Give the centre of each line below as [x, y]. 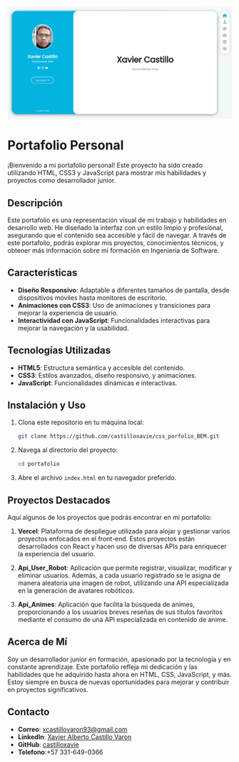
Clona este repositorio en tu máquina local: [81, 422]
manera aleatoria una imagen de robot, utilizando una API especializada [123, 583]
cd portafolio [39, 464]
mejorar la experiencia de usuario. [68, 313]
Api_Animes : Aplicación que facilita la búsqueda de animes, [106, 604]
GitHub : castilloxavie [49, 744]
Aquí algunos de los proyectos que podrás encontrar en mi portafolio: [110, 517]
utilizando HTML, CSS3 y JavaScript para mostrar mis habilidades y [107, 173]
